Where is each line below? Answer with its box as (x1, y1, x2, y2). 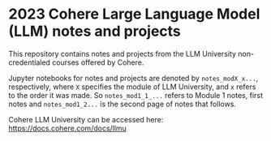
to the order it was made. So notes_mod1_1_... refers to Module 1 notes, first (8, 90, 264, 100)
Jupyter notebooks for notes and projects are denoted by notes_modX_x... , (8, 73, 259, 83)
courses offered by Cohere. (52, 58, 144, 67)
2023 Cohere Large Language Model (8, 5, 260, 23)
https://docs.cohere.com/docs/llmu (8, 123, 127, 133)
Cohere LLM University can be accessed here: (8, 114, 164, 124)
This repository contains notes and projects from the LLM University (8, 49, 237, 58)
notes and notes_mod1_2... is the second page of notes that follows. (8, 99, 237, 109)
